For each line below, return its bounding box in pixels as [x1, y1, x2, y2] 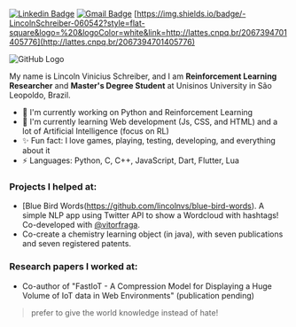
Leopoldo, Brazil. [9, 90, 71, 100]
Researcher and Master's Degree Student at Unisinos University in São [9, 81, 272, 90]
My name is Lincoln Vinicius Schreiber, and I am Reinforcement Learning [9, 71, 277, 82]
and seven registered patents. [21, 238, 131, 249]
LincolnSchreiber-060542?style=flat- [9, 18, 145, 28]
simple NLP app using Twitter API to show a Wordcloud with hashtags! [21, 210, 279, 221]
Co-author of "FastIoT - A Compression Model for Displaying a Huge [21, 280, 272, 292]
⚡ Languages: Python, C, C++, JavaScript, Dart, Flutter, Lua [21, 155, 239, 166]
